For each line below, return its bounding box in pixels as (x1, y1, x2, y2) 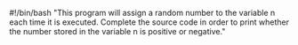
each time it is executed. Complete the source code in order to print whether (9, 17, 289, 27)
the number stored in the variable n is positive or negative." (9, 26, 226, 36)
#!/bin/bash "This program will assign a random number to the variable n (9, 8, 276, 18)
